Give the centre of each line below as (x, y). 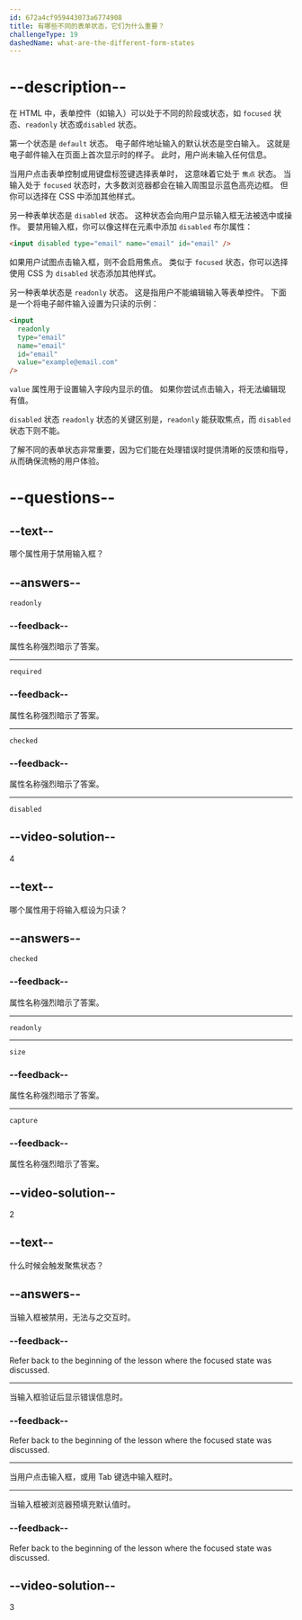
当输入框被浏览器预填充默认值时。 (72, 1504)
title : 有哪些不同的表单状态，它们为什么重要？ (87, 26)
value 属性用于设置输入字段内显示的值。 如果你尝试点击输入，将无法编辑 (144, 389)
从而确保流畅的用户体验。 (57, 461)
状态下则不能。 (37, 431)
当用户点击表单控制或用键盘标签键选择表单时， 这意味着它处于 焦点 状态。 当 (151, 174)
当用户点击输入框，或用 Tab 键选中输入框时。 (93, 1477)
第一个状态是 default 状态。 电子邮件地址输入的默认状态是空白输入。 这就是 (150, 144)
